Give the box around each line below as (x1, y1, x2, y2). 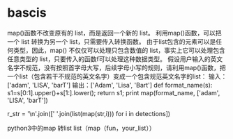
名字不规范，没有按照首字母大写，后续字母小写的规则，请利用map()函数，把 (7, 63, 226, 72)
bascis (7, 5, 47, 21)
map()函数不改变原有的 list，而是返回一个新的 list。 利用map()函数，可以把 (7, 28, 222, 37)
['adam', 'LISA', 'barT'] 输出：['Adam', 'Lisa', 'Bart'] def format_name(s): (7, 81, 213, 89)
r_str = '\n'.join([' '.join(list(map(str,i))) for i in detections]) (7, 109, 171, 117)
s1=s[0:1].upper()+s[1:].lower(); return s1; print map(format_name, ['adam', (7, 88, 220, 97)
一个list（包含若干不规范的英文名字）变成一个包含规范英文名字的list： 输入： (7, 72, 227, 81)
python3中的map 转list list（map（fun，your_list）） (7, 124, 156, 132)
